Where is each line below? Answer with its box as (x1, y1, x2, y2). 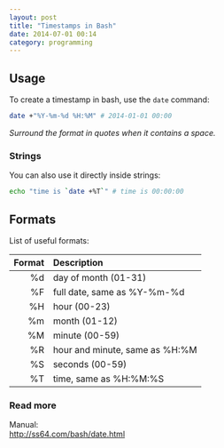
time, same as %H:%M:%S (52, 372, 165, 385)
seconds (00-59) (52, 357, 127, 370)
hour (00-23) (52, 300, 111, 312)
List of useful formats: (9, 235, 89, 245)
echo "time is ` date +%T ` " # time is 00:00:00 (9, 188, 184, 196)
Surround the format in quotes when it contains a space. (9, 127, 216, 138)
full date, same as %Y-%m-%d (52, 285, 185, 298)
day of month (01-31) (52, 271, 147, 284)
